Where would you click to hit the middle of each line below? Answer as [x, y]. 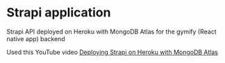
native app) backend [36, 38]
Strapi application [59, 13]
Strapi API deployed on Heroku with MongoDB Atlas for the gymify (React [111, 32]
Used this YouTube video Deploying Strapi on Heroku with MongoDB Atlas [112, 52]
